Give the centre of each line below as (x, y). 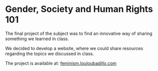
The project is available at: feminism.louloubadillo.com (61, 63)
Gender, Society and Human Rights (79, 9)
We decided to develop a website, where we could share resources (74, 48)
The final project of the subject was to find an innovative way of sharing (79, 33)
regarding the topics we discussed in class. (50, 54)
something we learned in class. (37, 39)
